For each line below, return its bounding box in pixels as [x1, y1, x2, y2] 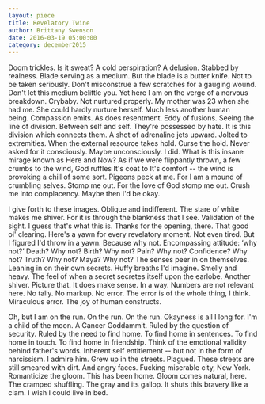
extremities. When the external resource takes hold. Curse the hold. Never [8, 139, 251, 148]
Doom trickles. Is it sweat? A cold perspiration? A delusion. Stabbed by [8, 63, 239, 72]
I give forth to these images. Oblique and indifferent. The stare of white [8, 204, 240, 214]
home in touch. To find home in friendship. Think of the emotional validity [8, 337, 247, 347]
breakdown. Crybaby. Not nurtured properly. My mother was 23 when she [8, 97, 250, 106]
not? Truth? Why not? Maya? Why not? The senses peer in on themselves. [8, 255, 250, 265]
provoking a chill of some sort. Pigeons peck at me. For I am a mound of [8, 172, 243, 182]
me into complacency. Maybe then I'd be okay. [8, 189, 161, 199]
